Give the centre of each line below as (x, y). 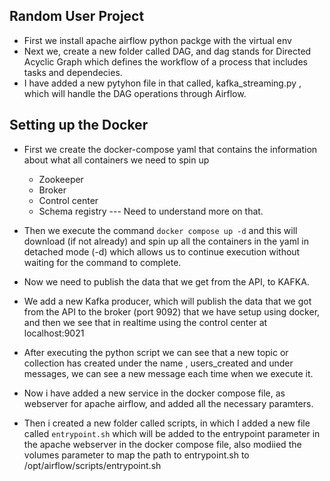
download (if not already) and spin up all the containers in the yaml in (166, 241)
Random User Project (77, 16)
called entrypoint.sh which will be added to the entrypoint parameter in (172, 433)
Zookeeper (61, 179)
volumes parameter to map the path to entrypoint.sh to (136, 455)
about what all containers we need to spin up (116, 160)
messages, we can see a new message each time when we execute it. (168, 373)
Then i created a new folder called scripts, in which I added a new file (167, 423)
